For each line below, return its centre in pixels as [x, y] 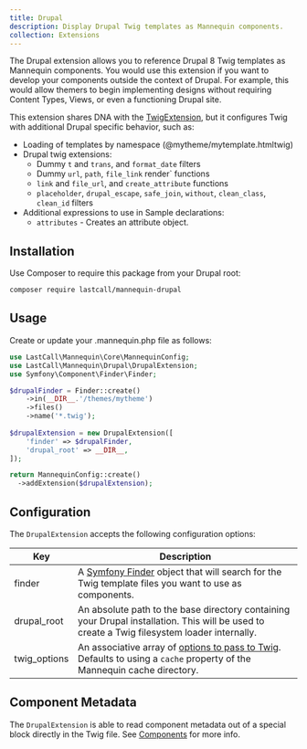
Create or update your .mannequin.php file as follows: [111, 340]
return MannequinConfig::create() [75, 475]
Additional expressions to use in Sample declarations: [123, 213]
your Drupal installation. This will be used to [171, 620]
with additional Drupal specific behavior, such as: [102, 127]
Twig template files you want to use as [159, 583]
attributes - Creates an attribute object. [112, 222]
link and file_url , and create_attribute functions [132, 184]
